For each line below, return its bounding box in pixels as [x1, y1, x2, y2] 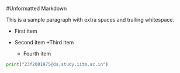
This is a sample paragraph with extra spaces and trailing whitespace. [6, 16, 175, 23]
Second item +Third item [14, 39, 74, 46]
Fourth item [23, 50, 51, 57]
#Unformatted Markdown [6, 5, 67, 12]
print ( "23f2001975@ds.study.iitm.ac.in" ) [6, 61, 109, 67]
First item [14, 27, 37, 34]
